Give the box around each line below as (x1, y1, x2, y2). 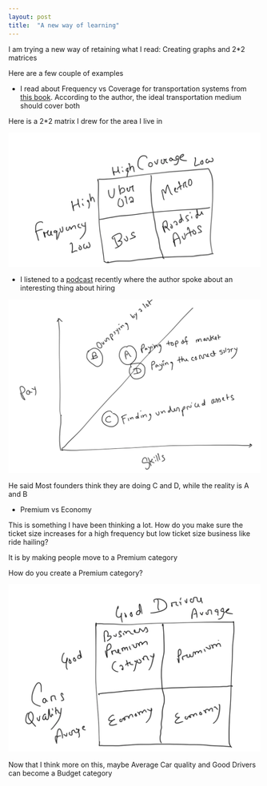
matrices (8, 53, 38, 62)
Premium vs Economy (19, 505, 92, 514)
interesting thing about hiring (19, 284, 116, 293)
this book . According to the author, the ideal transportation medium (19, 92, 241, 101)
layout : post (8, 13, 52, 21)
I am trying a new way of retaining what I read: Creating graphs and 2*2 (8, 44, 245, 54)
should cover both (19, 101, 80, 110)
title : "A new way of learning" (8, 21, 120, 30)
